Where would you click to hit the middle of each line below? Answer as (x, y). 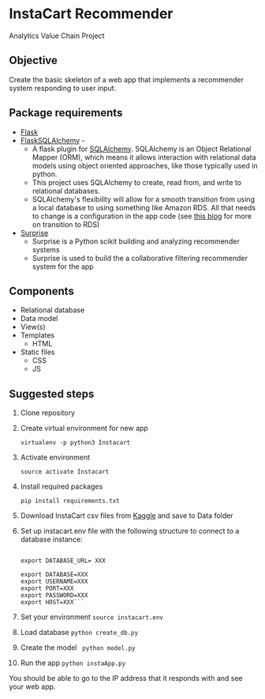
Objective (34, 60)
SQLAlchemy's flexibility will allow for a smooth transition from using (144, 199)
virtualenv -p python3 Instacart (75, 443)
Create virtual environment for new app (84, 429)
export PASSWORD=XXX (54, 595)
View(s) (33, 327)
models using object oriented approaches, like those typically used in (145, 165)
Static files (37, 352)
